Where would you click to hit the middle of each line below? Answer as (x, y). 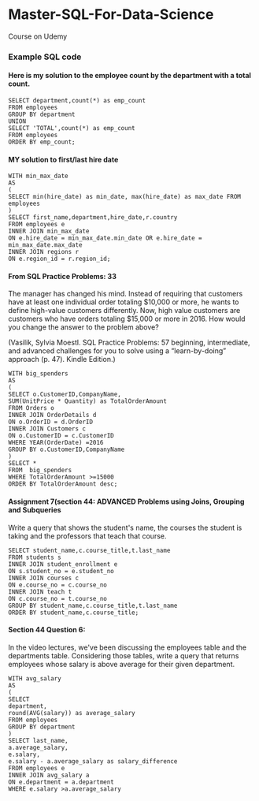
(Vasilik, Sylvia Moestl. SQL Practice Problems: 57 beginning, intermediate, (129, 343)
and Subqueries (35, 510)
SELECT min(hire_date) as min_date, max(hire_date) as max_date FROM (125, 197)
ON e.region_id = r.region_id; (59, 259)
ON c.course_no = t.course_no (58, 598)
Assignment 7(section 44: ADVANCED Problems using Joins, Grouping (126, 501)
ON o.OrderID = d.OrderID (50, 422)
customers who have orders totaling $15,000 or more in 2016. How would (127, 319)
